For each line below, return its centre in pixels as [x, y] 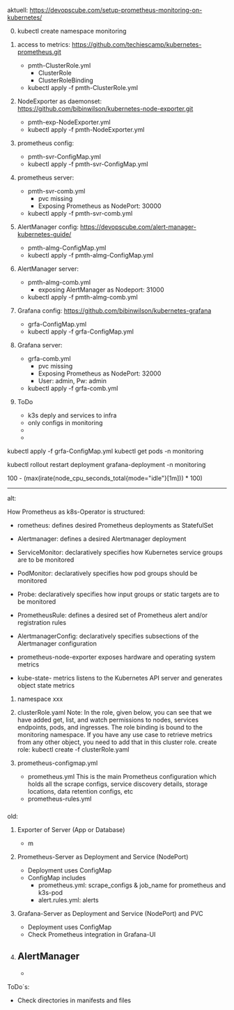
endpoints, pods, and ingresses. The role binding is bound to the [110, 727]
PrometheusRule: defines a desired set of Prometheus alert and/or [112, 615]
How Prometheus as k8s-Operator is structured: [76, 512]
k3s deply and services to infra [72, 415]
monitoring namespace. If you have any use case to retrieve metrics [115, 735]
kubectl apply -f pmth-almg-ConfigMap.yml [91, 255]
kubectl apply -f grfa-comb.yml [73, 388]
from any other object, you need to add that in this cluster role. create [117, 742]
